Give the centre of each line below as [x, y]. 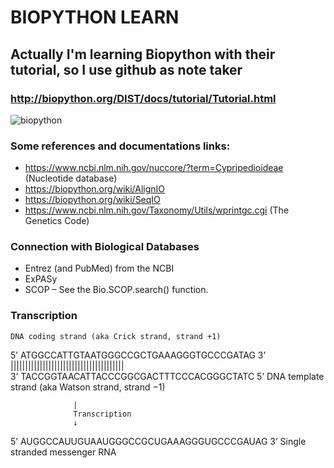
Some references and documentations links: [120, 146]
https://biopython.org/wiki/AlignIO [95, 189]
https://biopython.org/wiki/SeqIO [92, 200]
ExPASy [41, 279]
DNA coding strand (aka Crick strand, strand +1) [116, 336]
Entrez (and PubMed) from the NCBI [99, 268]
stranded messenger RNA [63, 452]
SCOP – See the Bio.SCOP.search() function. [116, 290]
